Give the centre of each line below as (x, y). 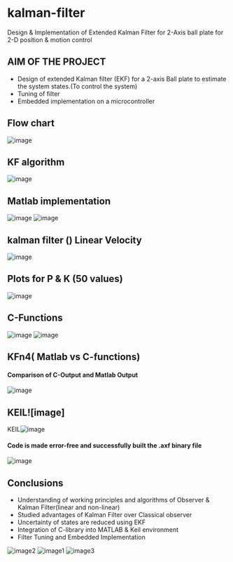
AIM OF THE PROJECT (57, 62)
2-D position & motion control (50, 39)
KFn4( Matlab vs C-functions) (74, 357)
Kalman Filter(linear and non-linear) (69, 507)
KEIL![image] (36, 412)
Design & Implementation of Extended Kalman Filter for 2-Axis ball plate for (115, 32)
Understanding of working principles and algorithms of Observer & (113, 500)
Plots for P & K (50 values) (65, 279)
